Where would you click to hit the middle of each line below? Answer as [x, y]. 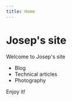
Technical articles [36, 74]
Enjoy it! [16, 92]
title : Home [20, 11]
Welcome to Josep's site [36, 57]
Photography [30, 80]
